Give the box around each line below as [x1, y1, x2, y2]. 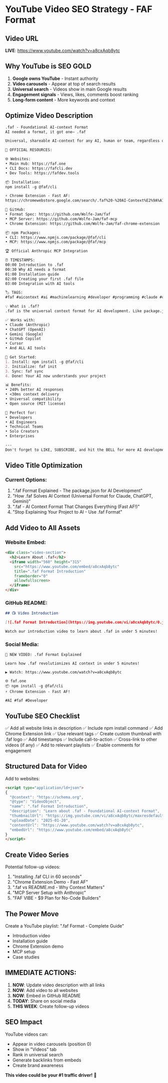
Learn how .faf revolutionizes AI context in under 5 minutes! [5, 661, 140, 666]
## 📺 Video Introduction [5, 611, 58, 616]
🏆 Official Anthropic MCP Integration [5, 249, 88, 254]
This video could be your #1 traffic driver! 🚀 [5, 1072, 97, 1078]
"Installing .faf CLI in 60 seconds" [12, 873, 82, 880]
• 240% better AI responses [5, 387, 64, 392]
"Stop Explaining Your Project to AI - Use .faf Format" [12, 509, 122, 515]
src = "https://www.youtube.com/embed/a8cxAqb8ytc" [14, 564, 120, 569]
